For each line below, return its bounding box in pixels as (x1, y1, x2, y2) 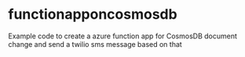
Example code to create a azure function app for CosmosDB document (8, 31, 238, 41)
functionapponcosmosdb (8, 5, 178, 23)
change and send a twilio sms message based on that (8, 39, 182, 48)
